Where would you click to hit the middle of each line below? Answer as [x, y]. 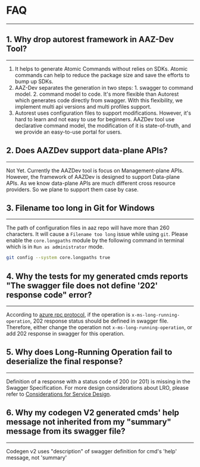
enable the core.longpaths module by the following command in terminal [95, 241]
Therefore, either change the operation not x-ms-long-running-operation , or [99, 327]
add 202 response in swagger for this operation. [65, 334]
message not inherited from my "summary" [89, 422]
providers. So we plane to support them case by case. [72, 189]
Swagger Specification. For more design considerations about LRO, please [98, 387]
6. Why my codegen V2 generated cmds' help [93, 413]
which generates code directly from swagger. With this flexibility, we [99, 100]
